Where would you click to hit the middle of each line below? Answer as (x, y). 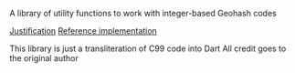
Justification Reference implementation (83, 31)
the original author (44, 58)
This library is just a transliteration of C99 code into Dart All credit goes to (148, 48)
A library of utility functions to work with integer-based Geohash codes (143, 13)
